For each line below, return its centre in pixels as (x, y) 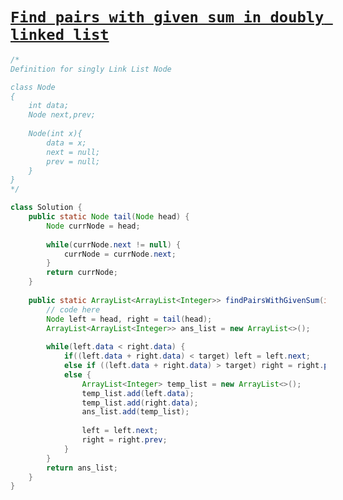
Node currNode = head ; (93, 226)
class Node (33, 87)
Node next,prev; (62, 115)
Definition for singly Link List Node (91, 69)
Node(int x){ (55, 134)
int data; (49, 106)
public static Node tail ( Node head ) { (109, 217)
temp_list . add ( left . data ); (138, 393)
